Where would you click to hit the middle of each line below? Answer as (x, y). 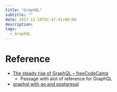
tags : (11, 29)
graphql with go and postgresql (46, 84)
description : (19, 24)
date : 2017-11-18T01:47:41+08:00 (41, 19)
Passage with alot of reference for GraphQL (66, 78)
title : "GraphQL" (24, 10)
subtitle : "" (19, 15)
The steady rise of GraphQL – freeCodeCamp (61, 73)
